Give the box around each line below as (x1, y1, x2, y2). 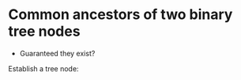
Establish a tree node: (8, 63, 79, 73)
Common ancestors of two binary (8, 6, 233, 24)
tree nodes (8, 22, 81, 40)
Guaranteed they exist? (19, 48, 96, 58)
